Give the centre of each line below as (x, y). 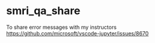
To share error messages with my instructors (61, 27)
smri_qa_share (43, 11)
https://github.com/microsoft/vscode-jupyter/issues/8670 (77, 33)
